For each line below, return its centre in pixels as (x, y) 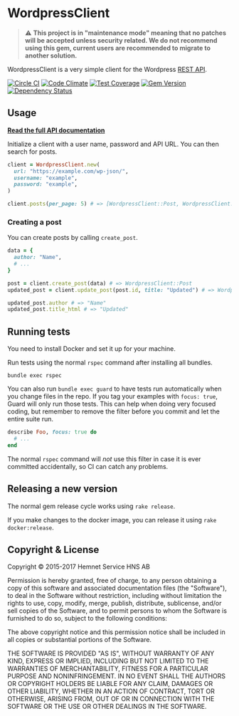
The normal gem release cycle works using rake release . (91, 506)
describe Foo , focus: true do (52, 432)
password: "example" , (46, 184)
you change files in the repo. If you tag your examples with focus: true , (113, 396)
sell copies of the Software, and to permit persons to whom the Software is (117, 611)
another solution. (51, 56)
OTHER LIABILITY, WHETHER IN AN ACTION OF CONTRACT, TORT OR (111, 691)
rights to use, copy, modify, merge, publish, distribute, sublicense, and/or (115, 604)
